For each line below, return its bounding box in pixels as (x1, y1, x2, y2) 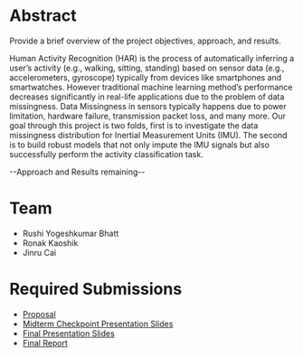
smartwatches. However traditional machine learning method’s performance (9, 81, 293, 92)
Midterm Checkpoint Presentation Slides (22, 318, 174, 329)
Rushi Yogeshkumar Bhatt (22, 228, 119, 239)
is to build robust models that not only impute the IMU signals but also (9, 139, 270, 150)
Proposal (22, 308, 56, 319)
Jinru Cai (22, 247, 57, 258)
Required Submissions (9, 279, 183, 299)
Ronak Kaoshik (22, 237, 79, 249)
